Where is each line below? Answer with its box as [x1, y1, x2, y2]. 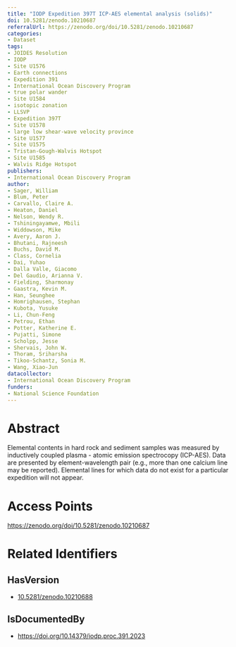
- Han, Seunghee [7, 291, 55, 299]
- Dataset [7, 37, 37, 44]
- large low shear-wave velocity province [7, 128, 134, 135]
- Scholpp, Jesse [7, 337, 58, 345]
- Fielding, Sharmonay [7, 279, 74, 286]
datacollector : [7, 370, 52, 377]
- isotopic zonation [7, 102, 68, 109]
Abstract [7, 420, 60, 436]
